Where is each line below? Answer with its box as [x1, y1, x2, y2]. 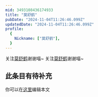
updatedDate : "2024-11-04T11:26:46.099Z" [5, 21, 94, 27]
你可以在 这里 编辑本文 [5, 86, 50, 92]
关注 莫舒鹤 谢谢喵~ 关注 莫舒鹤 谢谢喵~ [5, 55, 84, 61]
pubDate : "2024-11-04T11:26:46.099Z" [5, 17, 85, 22]
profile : [5, 27, 24, 32]
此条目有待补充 [5, 72, 52, 81]
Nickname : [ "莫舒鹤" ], [14, 36, 60, 41]
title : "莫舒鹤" [5, 12, 38, 17]
